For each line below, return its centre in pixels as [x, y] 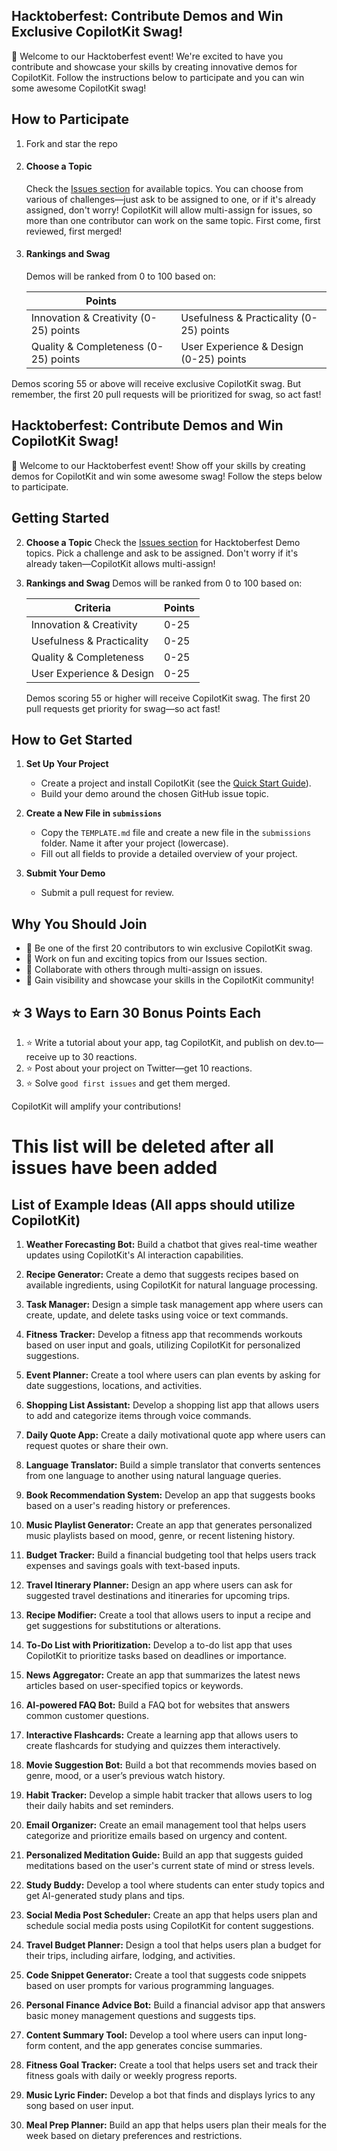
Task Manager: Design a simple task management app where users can [174, 1305]
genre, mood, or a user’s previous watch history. [125, 1776]
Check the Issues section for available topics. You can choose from [164, 188]
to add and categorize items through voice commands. [138, 1416]
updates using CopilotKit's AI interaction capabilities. [134, 1255]
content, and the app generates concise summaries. [155, 2046]
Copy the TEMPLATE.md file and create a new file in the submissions [176, 833]
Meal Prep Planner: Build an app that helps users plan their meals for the [176, 2125]
